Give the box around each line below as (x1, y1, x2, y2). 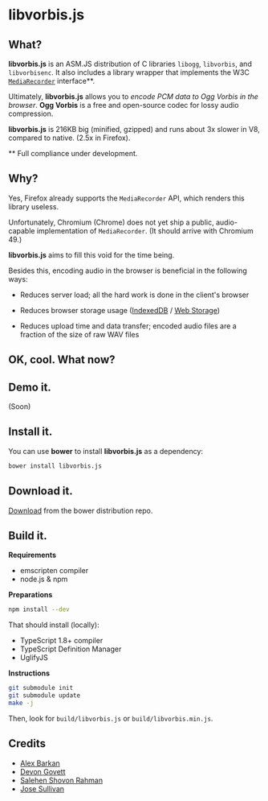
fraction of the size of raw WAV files (19, 329, 140, 339)
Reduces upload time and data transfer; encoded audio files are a (19, 320, 237, 331)
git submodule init (8, 684, 74, 692)
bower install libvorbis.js (8, 461, 103, 470)
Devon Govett (19, 766, 66, 776)
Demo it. (8, 380, 52, 394)
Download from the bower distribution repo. (8, 506, 153, 515)
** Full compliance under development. (8, 149, 138, 158)
